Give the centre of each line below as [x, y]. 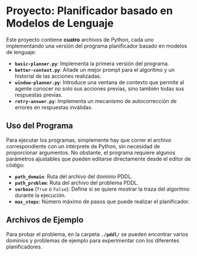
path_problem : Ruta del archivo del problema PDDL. [77, 182]
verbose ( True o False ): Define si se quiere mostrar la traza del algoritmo [102, 189]
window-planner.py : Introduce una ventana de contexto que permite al [99, 82]
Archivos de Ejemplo [45, 220]
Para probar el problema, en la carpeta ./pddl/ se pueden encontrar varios [97, 234]
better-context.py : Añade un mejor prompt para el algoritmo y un [95, 69]
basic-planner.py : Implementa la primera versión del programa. [92, 64]
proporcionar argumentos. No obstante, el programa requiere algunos [91, 152]
